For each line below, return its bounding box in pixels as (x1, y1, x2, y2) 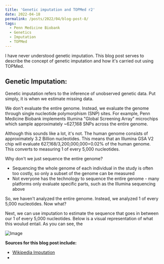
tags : (5, 21, 16, 26)
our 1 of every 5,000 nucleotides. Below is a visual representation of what (5, 215, 153, 221)
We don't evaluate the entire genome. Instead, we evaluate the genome (5, 105, 149, 111)
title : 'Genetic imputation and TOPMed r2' (5, 7, 95, 12)
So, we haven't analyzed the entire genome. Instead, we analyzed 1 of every (5, 195, 159, 202)
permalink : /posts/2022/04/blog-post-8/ (5, 16, 89, 21)
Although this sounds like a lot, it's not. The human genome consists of (5, 130, 148, 136)
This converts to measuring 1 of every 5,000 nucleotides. (5, 146, 120, 152)
